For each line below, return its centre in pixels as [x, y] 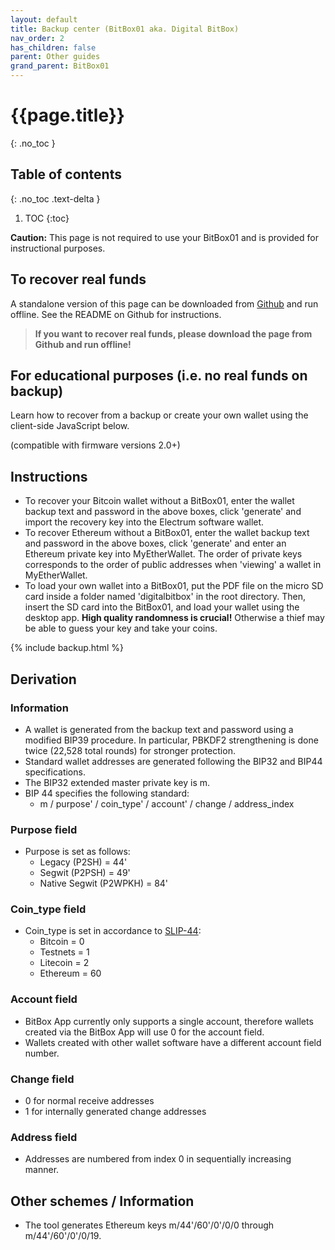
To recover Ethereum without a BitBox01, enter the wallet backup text [167, 533]
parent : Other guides [55, 57]
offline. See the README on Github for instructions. [116, 314]
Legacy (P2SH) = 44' [83, 862]
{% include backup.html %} [67, 648]
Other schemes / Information [102, 1201]
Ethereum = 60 [70, 973]
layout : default [44, 19]
